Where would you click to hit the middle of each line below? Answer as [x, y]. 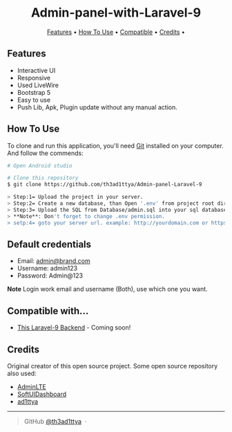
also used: [22, 373]
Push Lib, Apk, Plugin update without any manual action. [97, 107]
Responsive [33, 78]
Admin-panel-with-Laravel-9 [116, 13]
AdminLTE [31, 387]
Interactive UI [36, 70]
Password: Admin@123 [50, 276]
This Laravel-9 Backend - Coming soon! [74, 327]
